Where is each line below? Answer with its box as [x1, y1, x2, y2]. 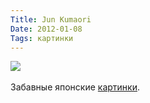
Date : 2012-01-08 [10, 24, 83, 34]
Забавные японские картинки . [10, 81, 141, 93]
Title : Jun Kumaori [10, 14, 92, 25]
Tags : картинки [10, 33, 74, 43]
